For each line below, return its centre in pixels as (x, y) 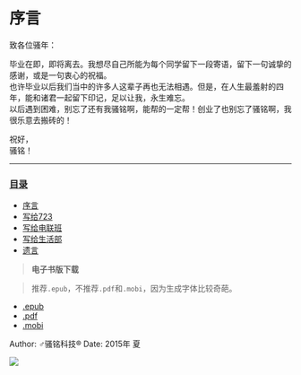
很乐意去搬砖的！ (41, 120)
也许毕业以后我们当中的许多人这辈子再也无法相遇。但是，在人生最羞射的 (142, 86)
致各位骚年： (33, 45)
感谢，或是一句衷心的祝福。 (60, 75)
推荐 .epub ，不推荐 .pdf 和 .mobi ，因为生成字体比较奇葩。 (134, 289)
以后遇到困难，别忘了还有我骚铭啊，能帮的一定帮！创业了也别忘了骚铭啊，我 (150, 109)
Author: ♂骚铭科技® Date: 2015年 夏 (75, 344)
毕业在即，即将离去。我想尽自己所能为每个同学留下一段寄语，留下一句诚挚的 (150, 64)
